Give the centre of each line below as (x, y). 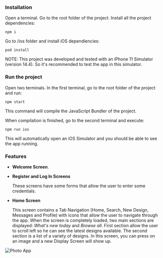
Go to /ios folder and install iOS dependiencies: (52, 41)
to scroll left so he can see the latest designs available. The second (80, 231)
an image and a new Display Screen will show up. (62, 241)
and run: (13, 93)
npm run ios (17, 129)
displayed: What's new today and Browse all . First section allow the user (85, 225)
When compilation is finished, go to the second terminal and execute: (75, 120)
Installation (19, 7)
